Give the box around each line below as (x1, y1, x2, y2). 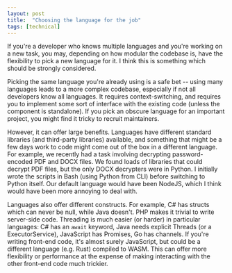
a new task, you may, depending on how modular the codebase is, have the (7, 49, 224, 58)
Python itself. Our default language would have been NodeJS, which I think (7, 180, 222, 188)
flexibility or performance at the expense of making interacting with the (7, 252, 210, 260)
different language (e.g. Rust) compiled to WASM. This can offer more (7, 245, 207, 254)
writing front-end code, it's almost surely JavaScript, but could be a (7, 238, 201, 246)
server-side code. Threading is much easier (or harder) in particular (7, 215, 201, 224)
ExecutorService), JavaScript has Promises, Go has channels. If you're (7, 230, 210, 238)
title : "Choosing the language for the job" (7, 17, 141, 24)
